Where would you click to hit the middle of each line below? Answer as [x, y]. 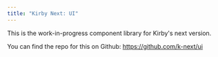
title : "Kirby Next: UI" [43, 13]
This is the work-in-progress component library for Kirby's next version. [109, 33]
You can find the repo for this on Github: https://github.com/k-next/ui [105, 46]
